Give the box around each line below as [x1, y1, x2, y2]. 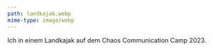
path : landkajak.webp [7, 10, 72, 17]
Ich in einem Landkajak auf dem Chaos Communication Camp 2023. [7, 36, 207, 44]
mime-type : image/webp [7, 17, 75, 24]
